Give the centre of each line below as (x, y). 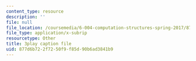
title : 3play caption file (39, 44)
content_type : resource (35, 11)
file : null (19, 22)
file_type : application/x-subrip (47, 33)
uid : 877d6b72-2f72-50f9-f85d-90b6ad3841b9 (60, 49)
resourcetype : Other (31, 38)
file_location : (24, 28)
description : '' (26, 17)
